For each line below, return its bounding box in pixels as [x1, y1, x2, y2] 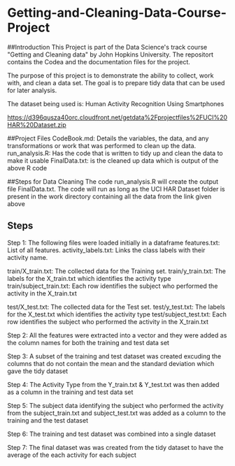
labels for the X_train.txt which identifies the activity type [7, 274, 171, 282]
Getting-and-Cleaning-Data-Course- [7, 5, 227, 21]
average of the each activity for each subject [7, 451, 136, 459]
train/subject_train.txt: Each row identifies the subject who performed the [7, 282, 218, 290]
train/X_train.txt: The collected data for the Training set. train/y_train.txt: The [7, 267, 226, 275]
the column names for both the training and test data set [7, 338, 170, 347]
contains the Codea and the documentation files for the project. [7, 57, 190, 66]
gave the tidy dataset [7, 367, 69, 375]
